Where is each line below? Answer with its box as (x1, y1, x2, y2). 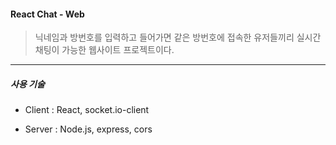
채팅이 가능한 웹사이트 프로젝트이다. (34, 44, 175, 56)
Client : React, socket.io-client (24, 104, 150, 116)
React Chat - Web (10, 8, 85, 20)
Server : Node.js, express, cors (24, 123, 153, 135)
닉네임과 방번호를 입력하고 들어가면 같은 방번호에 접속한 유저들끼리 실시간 (34, 31, 322, 44)
